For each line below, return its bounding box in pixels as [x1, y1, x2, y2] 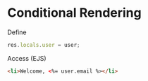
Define [7, 28, 27, 36]
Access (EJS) [7, 54, 47, 62]
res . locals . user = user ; [7, 41, 80, 48]
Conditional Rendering [7, 5, 142, 21]
